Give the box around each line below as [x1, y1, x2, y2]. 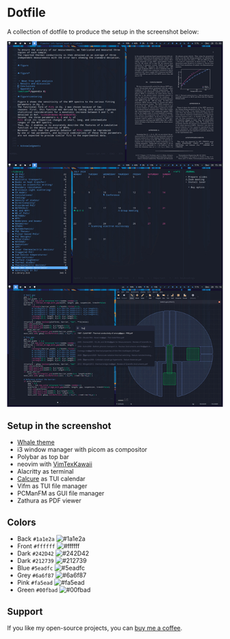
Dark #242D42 [16, 549, 54, 557]
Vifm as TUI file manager [16, 482, 88, 490]
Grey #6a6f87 [16, 571, 55, 579]
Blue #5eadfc [16, 564, 53, 572]
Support [7, 605, 43, 617]
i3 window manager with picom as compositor [16, 445, 148, 454]
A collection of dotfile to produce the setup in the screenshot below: [7, 27, 199, 36]
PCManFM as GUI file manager [16, 489, 105, 498]
